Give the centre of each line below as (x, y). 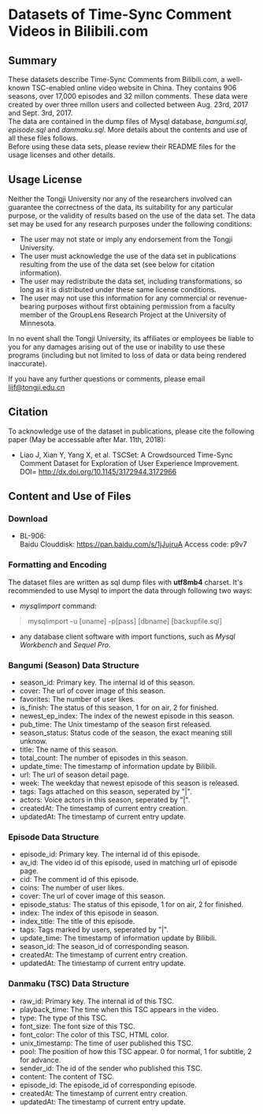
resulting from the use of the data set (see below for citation (117, 264)
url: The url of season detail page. (74, 775)
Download (28, 519)
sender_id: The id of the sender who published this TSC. (111, 1068)
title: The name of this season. (69, 749)
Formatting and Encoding (57, 565)
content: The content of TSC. (67, 1076)
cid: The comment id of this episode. (79, 880)
